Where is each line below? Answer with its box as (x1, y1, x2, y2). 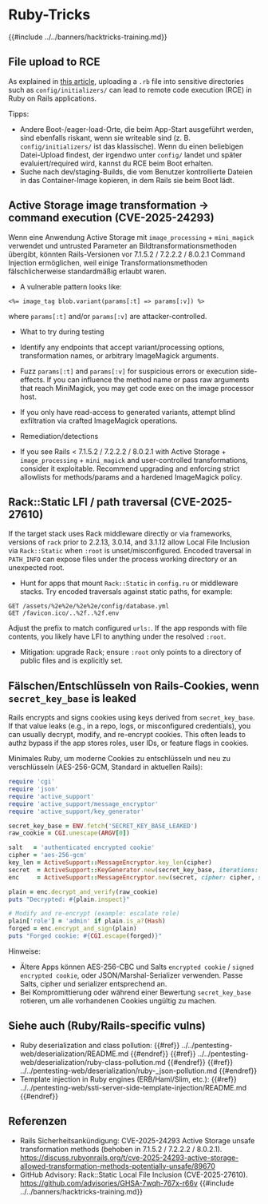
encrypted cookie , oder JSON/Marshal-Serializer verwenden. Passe (19, 970, 243, 980)
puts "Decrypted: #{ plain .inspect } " (8, 895, 130, 903)
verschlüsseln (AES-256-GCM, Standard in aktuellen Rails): (8, 762, 203, 772)
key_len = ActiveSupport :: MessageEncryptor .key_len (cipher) (8, 859, 213, 867)
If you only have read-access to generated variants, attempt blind (19, 407, 235, 417)
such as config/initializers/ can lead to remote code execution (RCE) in (8, 85, 253, 94)
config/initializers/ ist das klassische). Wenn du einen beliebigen (19, 142, 244, 151)
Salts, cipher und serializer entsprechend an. (19, 979, 167, 988)
